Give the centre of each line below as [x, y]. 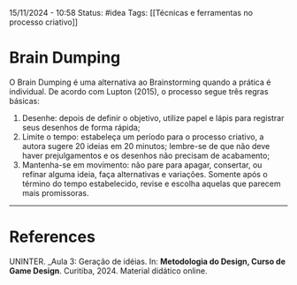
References [52, 237]
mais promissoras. [56, 192]
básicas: [24, 101]
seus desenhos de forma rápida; [81, 127]
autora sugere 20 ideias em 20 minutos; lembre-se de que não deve [146, 146]
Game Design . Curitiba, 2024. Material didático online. [108, 270]
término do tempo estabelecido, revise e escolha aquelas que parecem [151, 184]
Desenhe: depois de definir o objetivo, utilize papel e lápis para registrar [153, 117]
